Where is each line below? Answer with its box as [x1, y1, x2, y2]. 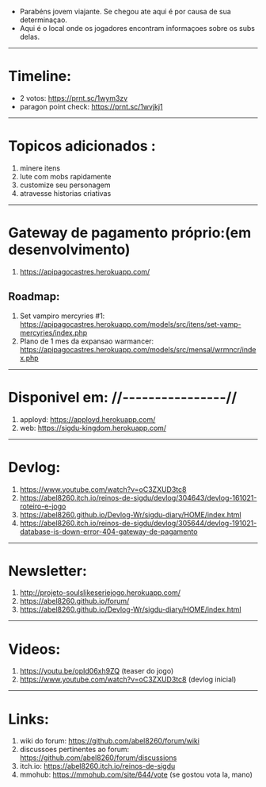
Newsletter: [8, 562, 87, 580]
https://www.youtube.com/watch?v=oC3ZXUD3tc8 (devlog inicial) [19, 674, 237, 685]
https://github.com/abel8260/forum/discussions [19, 753, 177, 762]
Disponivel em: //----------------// [8, 388, 237, 406]
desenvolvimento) [8, 241, 131, 259]
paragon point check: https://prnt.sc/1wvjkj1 [19, 102, 164, 111]
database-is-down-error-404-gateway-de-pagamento [19, 527, 198, 536]
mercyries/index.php [19, 328, 88, 337]
